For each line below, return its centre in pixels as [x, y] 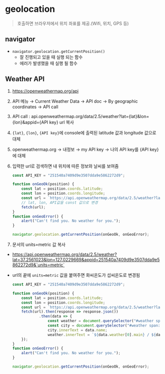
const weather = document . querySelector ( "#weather [101, 321]
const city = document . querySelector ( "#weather [97, 326]
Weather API [25, 79]
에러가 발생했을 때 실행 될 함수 [49, 63]
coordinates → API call [35, 107]
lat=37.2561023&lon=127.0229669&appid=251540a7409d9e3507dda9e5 [86, 260]
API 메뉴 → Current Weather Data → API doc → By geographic [75, 101]
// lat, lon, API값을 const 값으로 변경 [60, 203]
